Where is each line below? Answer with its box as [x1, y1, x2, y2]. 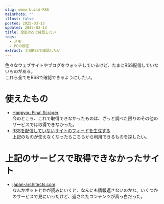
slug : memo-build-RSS [5, 7, 49, 12]
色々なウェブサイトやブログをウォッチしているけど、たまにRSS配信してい [5, 62, 155, 68]
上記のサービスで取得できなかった [5, 153, 143, 164]
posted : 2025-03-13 [5, 21, 45, 26]
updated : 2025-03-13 [5, 25, 47, 30]
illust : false [5, 16, 34, 21]
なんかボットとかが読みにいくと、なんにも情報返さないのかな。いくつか [12, 187, 158, 193]
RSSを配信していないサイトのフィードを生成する [12, 128, 111, 134]
